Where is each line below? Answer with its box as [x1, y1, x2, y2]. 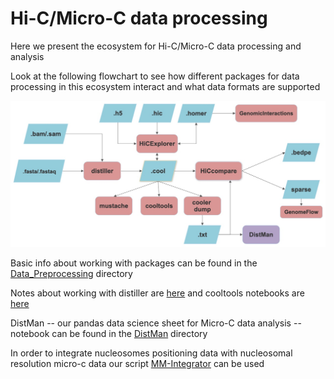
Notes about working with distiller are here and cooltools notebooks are [10, 287, 305, 299]
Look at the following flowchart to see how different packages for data [10, 70, 300, 82]
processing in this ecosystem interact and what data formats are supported [10, 80, 321, 92]
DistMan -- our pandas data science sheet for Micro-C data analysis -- [10, 317, 302, 329]
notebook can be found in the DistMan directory [10, 327, 208, 339]
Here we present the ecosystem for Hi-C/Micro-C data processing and [10, 40, 302, 52]
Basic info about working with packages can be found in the [10, 257, 258, 269]
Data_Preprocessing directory [10, 267, 133, 279]
